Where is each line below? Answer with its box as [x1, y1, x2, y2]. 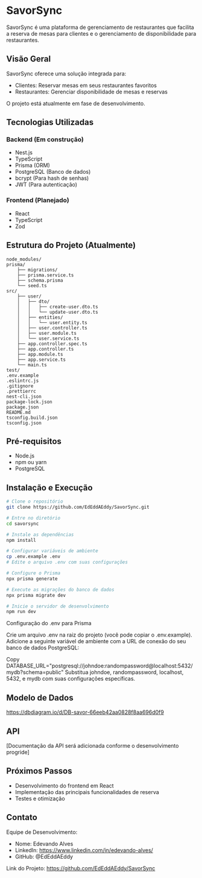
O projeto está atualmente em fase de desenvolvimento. [6, 100, 146, 107]
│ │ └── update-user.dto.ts [17, 309, 98, 315]
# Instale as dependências [6, 532, 74, 538]
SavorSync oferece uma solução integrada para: [6, 70, 127, 77]
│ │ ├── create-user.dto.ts [17, 304, 98, 310]
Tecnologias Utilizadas [6, 117, 94, 127]
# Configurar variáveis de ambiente [6, 548, 98, 554]
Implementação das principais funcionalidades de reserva [14, 788, 160, 795]
